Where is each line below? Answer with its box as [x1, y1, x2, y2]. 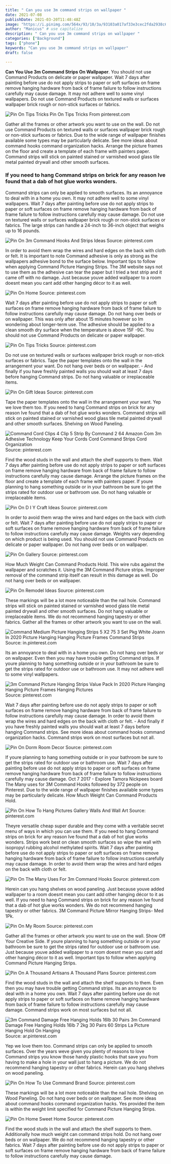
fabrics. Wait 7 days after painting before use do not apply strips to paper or [5, 1142, 164, 1148]
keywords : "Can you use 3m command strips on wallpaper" [5, 45, 129, 51]
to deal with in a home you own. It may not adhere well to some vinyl [5, 195, 149, 201]
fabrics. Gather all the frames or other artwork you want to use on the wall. [5, 618, 162, 625]
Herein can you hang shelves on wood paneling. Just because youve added [5, 886, 164, 892]
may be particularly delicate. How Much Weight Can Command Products [5, 792, 158, 798]
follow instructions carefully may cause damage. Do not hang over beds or [5, 310, 162, 316]
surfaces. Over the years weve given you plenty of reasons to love [5, 1048, 145, 1054]
